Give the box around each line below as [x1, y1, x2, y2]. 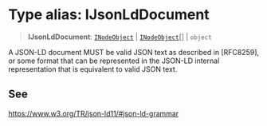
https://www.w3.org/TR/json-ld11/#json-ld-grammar [8, 108, 179, 118]
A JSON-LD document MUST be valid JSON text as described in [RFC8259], [8, 47, 260, 57]
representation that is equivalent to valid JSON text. [8, 64, 178, 73]
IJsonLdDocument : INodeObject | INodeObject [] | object [27, 32, 213, 41]
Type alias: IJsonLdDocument [8, 6, 210, 24]
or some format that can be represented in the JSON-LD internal [8, 56, 220, 65]
